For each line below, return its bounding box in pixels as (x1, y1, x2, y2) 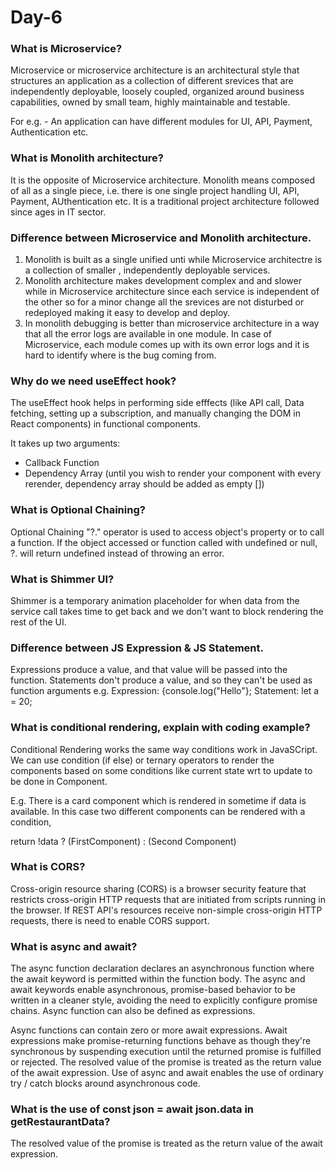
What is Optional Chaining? (10, 503, 146, 517)
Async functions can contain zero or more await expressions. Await (10, 1024, 288, 1036)
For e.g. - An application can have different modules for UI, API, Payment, (10, 116, 313, 128)
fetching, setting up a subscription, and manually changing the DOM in (10, 407, 301, 420)
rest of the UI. (10, 616, 67, 628)
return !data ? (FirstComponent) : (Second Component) (10, 835, 237, 847)
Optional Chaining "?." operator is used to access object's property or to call (10, 526, 325, 538)
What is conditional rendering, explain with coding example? (10, 721, 311, 735)
